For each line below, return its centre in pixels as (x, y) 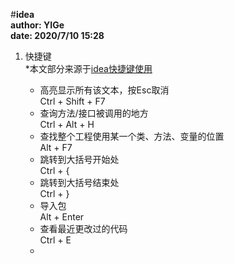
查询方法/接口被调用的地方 (94, 113)
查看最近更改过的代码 (83, 228)
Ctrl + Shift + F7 (72, 101)
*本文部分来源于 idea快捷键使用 (88, 68)
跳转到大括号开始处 (79, 159)
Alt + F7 (56, 147)
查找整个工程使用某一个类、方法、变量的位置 (132, 136)
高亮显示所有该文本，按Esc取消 (104, 90)
